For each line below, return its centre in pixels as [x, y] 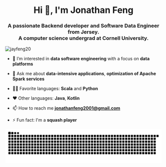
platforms [23, 64]
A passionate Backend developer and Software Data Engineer [83, 26]
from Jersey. [83, 32]
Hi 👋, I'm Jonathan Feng [83, 10]
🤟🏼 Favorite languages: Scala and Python [55, 89]
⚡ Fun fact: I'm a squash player [44, 120]
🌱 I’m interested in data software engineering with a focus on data [81, 59]
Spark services [28, 79]
